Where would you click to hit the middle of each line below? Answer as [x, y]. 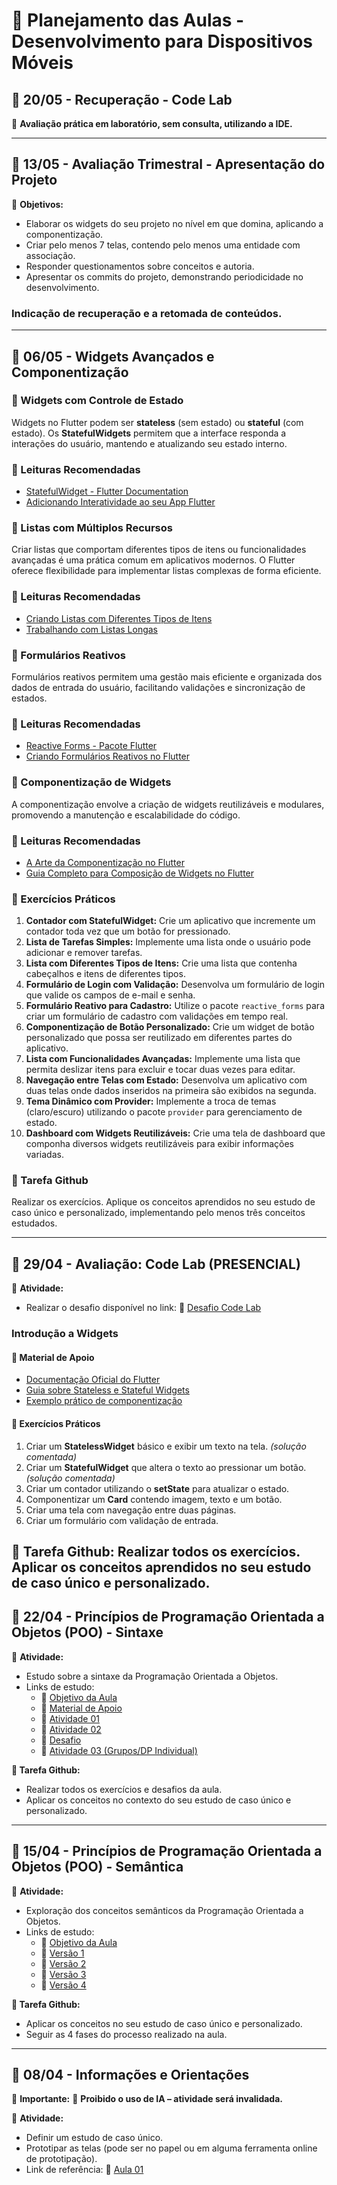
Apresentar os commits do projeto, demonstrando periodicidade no [164, 276]
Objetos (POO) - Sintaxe [87, 1632]
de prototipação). [61, 2159]
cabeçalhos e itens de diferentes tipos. [105, 974]
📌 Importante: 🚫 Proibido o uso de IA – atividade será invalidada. [147, 2099]
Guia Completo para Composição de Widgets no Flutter [140, 873]
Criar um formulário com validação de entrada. [122, 1520]
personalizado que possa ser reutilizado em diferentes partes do [159, 1038]
